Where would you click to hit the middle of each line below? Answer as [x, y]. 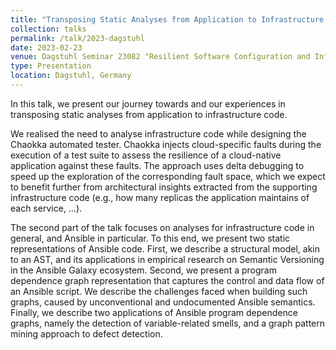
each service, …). [46, 208]
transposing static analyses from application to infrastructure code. [149, 114]
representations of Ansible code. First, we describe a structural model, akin [165, 248]
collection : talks [48, 29]
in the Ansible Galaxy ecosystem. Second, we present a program [143, 270]
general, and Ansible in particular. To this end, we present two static [150, 238]
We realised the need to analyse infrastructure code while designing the [158, 133]
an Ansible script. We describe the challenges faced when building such [159, 291]
